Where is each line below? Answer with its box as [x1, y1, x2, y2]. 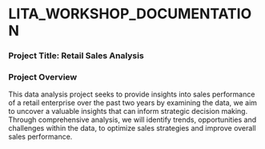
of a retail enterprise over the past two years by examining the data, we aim [8, 98, 258, 108]
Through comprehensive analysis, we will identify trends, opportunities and [8, 115, 257, 124]
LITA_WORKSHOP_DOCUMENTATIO [8, 5, 252, 23]
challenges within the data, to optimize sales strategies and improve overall [8, 124, 256, 133]
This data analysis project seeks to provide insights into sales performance [8, 89, 255, 100]
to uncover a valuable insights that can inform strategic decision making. [8, 107, 248, 116]
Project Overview [8, 72, 78, 83]
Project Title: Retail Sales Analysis [8, 50, 144, 61]
